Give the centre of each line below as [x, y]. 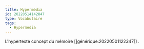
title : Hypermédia [24, 9]
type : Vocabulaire [24, 18]
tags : [10, 23]
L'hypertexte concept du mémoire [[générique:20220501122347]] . [72, 41]
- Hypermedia [23, 28]
